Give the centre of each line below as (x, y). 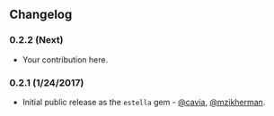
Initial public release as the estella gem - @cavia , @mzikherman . (144, 102)
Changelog (41, 15)
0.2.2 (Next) (36, 40)
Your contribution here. (65, 59)
